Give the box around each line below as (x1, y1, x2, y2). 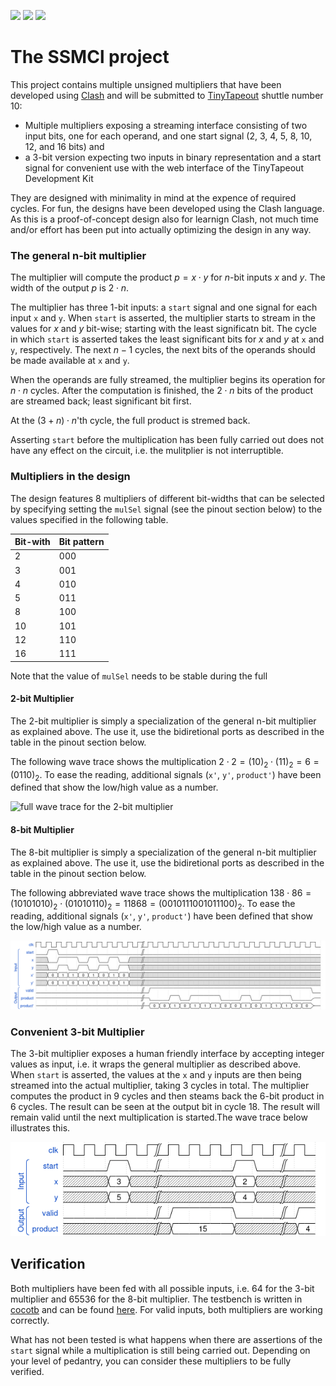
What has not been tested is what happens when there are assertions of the (10, 1333, 323, 1345)
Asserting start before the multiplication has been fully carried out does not (10, 434, 325, 446)
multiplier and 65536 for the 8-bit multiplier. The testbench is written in (10, 1293, 303, 1305)
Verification (10, 1256, 86, 1273)
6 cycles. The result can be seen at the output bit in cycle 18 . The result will (10, 1100, 320, 1112)
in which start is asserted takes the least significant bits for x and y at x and (10, 333, 325, 345)
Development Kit (24, 172, 94, 184)
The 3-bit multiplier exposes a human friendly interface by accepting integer (10, 1047, 325, 1059)
